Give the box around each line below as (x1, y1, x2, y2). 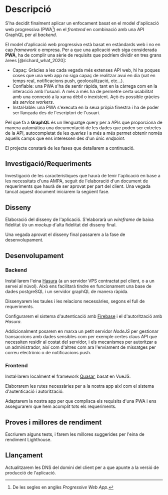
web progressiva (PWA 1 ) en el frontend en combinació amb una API (5, 25, 144, 32)
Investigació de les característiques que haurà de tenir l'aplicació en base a (5, 173, 161, 179)
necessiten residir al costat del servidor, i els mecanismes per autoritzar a (5, 339, 157, 345)
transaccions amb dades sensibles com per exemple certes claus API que (5, 333, 157, 339)
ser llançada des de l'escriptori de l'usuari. (12, 109, 100, 116)
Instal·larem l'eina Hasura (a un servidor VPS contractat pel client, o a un (5, 278, 155, 284)
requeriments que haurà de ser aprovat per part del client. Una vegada (5, 183, 151, 189)
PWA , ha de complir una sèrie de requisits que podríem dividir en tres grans (5, 52, 161, 58)
